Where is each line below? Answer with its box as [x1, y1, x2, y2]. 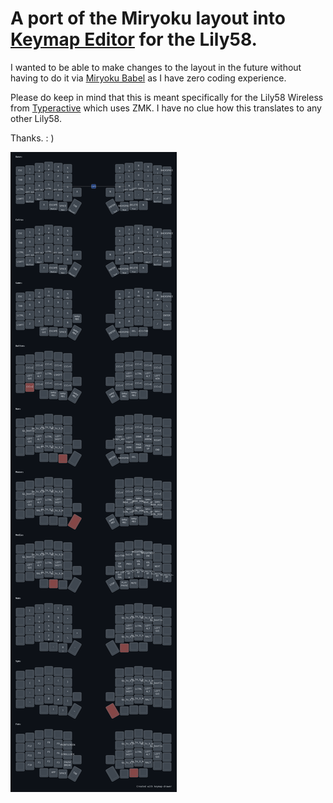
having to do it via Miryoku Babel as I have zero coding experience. [10, 72, 287, 84]
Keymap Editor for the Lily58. [10, 28, 258, 51]
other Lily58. [10, 112, 62, 124]
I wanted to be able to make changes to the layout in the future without [10, 61, 302, 73]
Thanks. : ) [10, 132, 55, 144]
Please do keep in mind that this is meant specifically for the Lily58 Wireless [10, 91, 324, 103]
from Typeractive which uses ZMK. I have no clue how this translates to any [10, 102, 322, 114]
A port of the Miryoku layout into [10, 7, 286, 30]
